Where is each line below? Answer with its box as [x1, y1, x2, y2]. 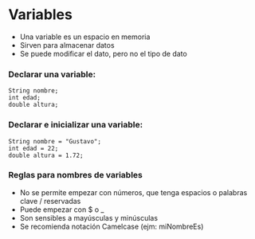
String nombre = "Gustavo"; [8, 137, 102, 145]
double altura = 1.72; [8, 151, 84, 159]
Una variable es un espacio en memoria [19, 32, 151, 41]
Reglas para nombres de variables [8, 170, 143, 181]
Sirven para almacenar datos [19, 40, 115, 49]
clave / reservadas [19, 196, 81, 206]
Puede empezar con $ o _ [19, 205, 104, 214]
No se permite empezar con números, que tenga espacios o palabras [19, 187, 248, 197]
